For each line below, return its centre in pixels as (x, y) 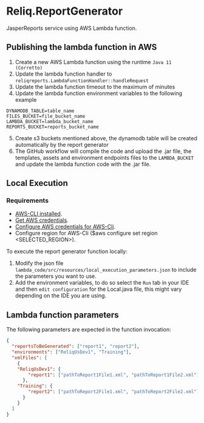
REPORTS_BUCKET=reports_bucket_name (53, 127)
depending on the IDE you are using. (61, 296)
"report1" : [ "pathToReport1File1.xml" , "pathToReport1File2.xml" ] (114, 375)
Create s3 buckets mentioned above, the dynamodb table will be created (106, 138)
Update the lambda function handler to (63, 74)
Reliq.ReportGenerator (65, 11)
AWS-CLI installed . (39, 214)
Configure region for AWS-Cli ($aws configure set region (86, 233)
